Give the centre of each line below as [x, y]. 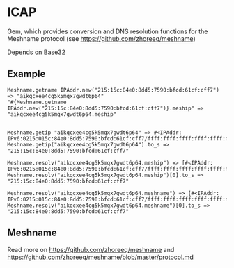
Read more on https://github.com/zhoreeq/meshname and [91, 249]
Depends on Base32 [37, 52]
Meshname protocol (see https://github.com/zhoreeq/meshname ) [102, 38]
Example [26, 74]
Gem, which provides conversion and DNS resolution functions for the [108, 31]
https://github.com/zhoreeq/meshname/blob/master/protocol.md [100, 257]
